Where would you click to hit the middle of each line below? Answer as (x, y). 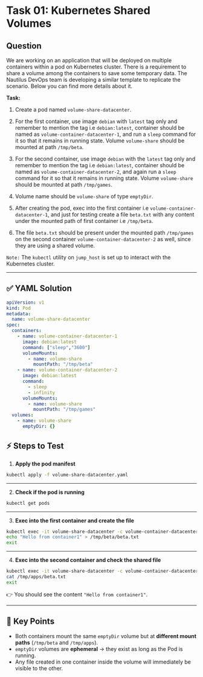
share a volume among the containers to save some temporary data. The (97, 73)
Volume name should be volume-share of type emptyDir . (84, 196)
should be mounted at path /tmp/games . (64, 185)
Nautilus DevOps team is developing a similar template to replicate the (94, 80)
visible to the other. (39, 668)
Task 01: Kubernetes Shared (79, 11)
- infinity (42, 392)
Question (24, 46)
